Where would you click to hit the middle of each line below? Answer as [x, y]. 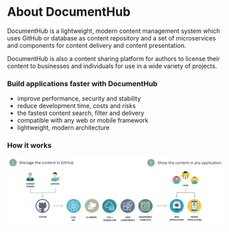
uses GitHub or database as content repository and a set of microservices [111, 38]
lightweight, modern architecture [63, 128]
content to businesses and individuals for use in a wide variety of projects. [112, 66]
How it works [29, 146]
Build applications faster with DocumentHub [82, 83]
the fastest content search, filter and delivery [81, 113]
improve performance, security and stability [79, 99]
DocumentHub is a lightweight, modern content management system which [114, 31]
